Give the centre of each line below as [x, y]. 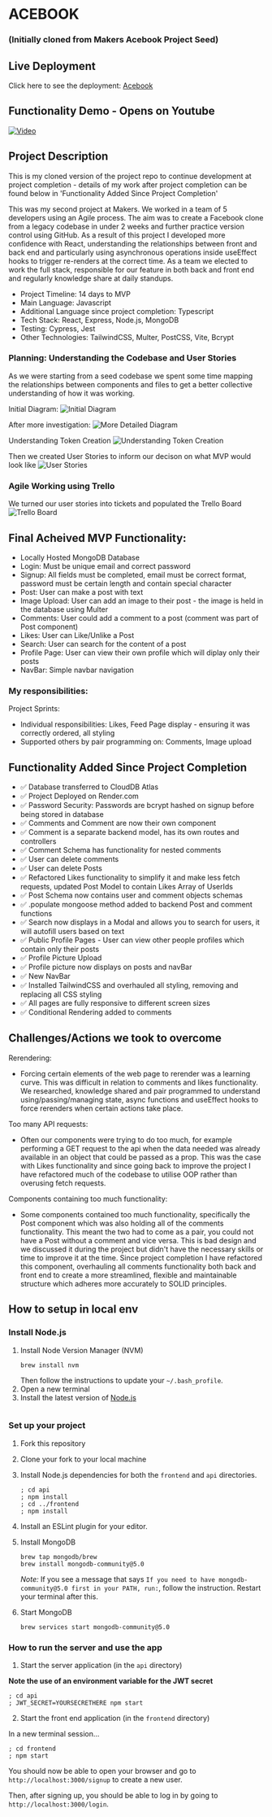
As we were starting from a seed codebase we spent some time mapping [131, 376]
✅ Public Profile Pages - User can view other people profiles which [132, 940]
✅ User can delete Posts [61, 868]
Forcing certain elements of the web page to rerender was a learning [135, 1073]
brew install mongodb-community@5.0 [82, 1564]
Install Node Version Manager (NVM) [82, 1350]
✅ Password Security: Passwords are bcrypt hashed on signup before [137, 806]
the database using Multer [64, 609]
